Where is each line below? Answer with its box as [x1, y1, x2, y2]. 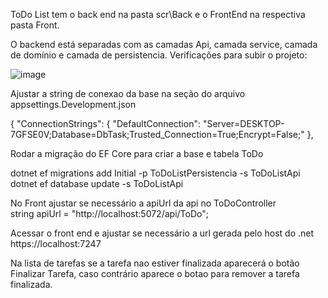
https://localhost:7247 [10, 238, 102, 249]
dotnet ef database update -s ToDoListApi [10, 178, 184, 189]
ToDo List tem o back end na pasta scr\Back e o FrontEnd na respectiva [10, 9, 306, 20]
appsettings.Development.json [10, 99, 137, 110]
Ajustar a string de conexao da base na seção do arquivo [10, 88, 246, 99]
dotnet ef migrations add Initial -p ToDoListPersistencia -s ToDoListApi [10, 167, 301, 179]
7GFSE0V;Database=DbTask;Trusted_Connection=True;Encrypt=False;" [10, 129, 305, 140]
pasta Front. [10, 19, 60, 31]
